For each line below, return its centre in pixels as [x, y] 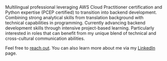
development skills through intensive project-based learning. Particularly [80, 28]
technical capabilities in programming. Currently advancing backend [75, 23]
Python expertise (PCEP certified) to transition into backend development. [81, 12]
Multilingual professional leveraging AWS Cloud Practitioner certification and [84, 7]
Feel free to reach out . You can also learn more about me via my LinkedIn [80, 48]
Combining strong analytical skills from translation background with [74, 17]
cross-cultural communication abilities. [45, 38]
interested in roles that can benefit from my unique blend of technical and [81, 33]
